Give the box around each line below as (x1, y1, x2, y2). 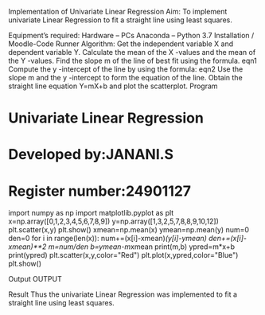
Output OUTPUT (8, 274, 62, 284)
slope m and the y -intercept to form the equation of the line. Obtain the (8, 73, 243, 82)
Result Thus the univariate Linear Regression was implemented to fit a (8, 290, 237, 299)
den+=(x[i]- (208, 234, 247, 243)
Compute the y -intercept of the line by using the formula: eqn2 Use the (8, 64, 244, 74)
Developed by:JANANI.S (8, 146, 173, 164)
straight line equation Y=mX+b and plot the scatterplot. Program (8, 81, 218, 91)
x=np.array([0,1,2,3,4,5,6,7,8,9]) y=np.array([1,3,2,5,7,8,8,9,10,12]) (8, 216, 219, 226)
